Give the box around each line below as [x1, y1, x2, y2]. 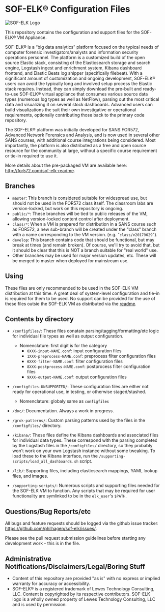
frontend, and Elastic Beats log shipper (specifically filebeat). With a [5, 70, 143, 76]
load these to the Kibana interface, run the [12, 453, 98, 459]
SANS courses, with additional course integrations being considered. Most [5, 137, 156, 143]
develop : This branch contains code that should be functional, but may [12, 237, 155, 243]
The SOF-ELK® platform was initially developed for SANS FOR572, [5, 126, 139, 132]
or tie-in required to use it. [5, 153, 58, 158]
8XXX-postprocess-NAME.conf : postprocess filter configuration [27, 364, 151, 369]
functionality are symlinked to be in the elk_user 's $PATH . [12, 493, 127, 499]
